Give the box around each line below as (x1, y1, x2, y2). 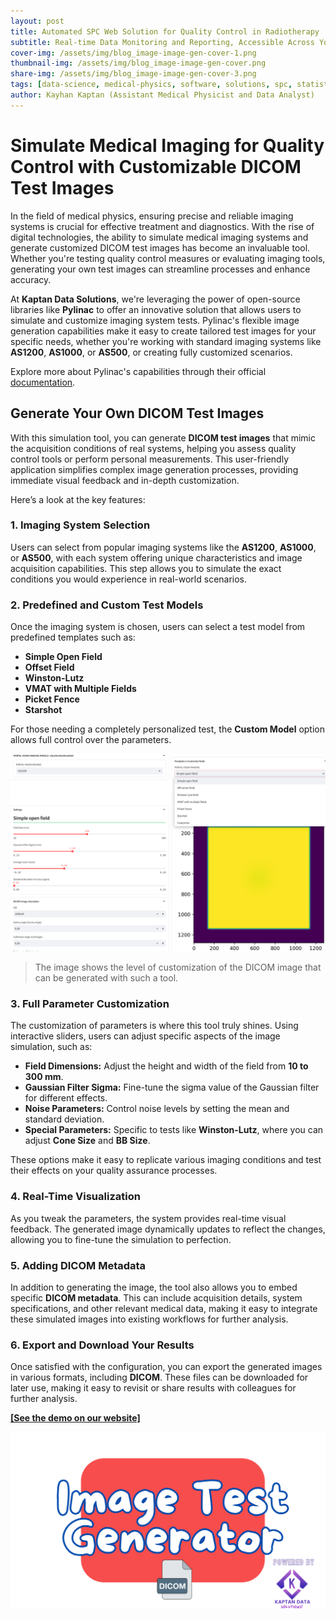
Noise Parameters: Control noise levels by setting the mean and (24, 1103, 290, 1115)
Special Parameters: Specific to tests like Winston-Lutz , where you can (24, 1124, 324, 1136)
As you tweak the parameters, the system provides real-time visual (10, 1212, 287, 1224)
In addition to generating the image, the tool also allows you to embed (10, 1281, 298, 1293)
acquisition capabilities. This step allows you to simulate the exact (10, 562, 282, 574)
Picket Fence (24, 693, 80, 705)
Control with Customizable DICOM (10, 155, 302, 178)
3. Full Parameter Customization (10, 997, 170, 1010)
